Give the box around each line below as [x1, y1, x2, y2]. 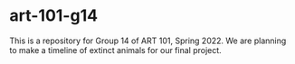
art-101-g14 [9, 5, 98, 26]
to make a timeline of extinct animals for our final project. [9, 44, 222, 55]
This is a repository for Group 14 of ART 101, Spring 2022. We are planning [9, 35, 287, 46]
